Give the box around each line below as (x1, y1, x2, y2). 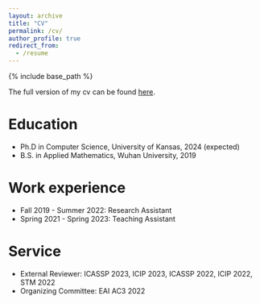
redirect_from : (8, 42, 60, 50)
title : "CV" (8, 19, 48, 27)
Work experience (8, 179, 126, 198)
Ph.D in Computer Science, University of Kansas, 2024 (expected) (19, 142, 240, 152)
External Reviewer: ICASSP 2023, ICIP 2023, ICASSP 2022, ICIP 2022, (19, 269, 254, 278)
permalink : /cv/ (8, 27, 63, 35)
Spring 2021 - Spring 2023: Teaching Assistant (19, 214, 175, 223)
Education (8, 115, 78, 134)
